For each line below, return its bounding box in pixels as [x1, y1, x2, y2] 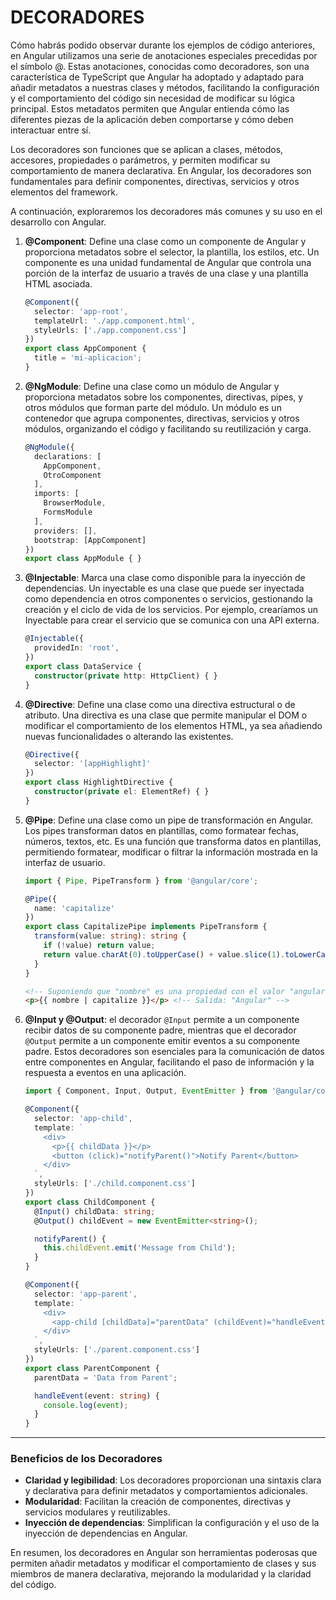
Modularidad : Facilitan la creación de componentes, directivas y [24, 1496, 292, 1508]
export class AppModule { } [24, 554, 142, 564]
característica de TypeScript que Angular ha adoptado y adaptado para [10, 71, 305, 83]
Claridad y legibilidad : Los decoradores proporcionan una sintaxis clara [24, 1474, 322, 1486]
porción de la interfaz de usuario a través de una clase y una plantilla [24, 267, 309, 279]
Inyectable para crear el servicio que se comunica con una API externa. [24, 614, 320, 626]
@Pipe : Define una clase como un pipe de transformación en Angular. [24, 814, 314, 826]
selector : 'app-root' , [34, 306, 129, 316]
